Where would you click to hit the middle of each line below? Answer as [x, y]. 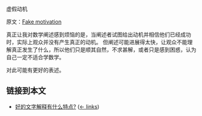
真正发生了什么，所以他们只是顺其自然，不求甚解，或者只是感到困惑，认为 [104, 50]
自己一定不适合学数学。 [35, 57]
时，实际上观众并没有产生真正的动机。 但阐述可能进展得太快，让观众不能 [97, 42]
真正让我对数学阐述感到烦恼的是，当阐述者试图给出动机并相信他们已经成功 [99, 34]
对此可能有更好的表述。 [35, 70]
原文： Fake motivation [34, 22]
